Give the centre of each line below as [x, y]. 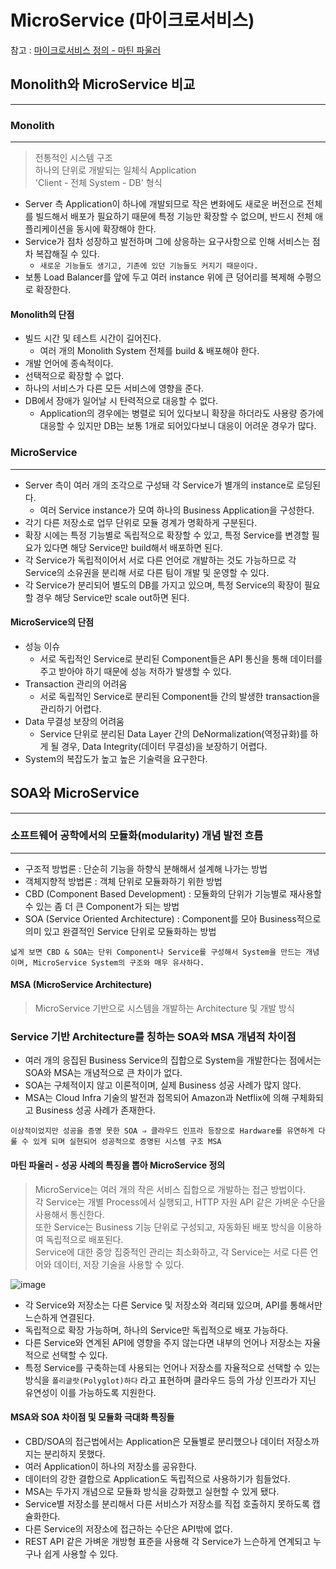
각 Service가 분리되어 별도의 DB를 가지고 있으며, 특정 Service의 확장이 [163, 585]
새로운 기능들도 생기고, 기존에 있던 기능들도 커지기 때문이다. [149, 266]
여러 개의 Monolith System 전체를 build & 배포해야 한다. [149, 351]
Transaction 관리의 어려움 [76, 683]
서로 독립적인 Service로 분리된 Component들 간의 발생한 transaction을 [180, 696]
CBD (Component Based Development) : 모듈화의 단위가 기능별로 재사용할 [173, 893]
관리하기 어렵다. [70, 708]
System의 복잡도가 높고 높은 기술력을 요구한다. [116, 758]
